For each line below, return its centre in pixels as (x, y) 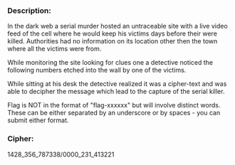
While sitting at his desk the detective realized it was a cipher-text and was (117, 84)
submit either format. (38, 120)
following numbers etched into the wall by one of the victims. (97, 70)
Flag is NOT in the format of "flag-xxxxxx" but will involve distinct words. (114, 105)
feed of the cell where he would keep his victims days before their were (112, 33)
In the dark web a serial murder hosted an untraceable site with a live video (117, 26)
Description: (29, 11)
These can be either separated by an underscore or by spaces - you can (114, 113)
